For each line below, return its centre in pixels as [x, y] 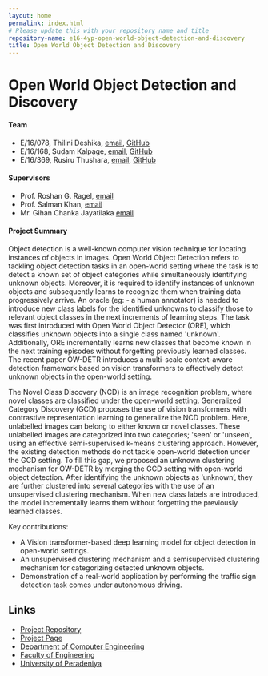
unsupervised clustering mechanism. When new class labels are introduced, [134, 494]
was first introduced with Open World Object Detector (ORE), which [119, 325]
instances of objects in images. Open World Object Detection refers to [124, 257]
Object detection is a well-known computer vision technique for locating [127, 248]
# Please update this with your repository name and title [109, 30]
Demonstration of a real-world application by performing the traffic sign [138, 576]
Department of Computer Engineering [82, 646]
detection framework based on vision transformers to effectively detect [126, 368]
